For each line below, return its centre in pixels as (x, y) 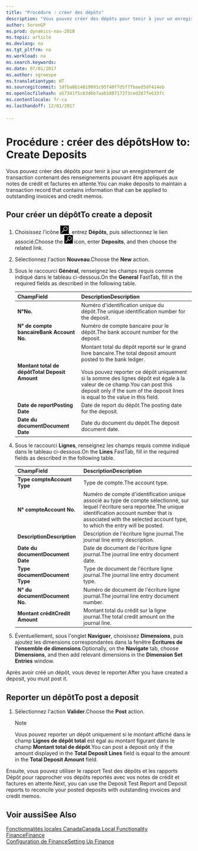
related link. (29, 248)
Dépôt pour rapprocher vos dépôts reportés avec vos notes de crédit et (93, 777)
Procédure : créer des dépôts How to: (98, 142)
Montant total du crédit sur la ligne (125, 610)
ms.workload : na (26, 56)
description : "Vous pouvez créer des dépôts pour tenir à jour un (89, 19)
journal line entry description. (119, 540)
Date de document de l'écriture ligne (128, 548)
